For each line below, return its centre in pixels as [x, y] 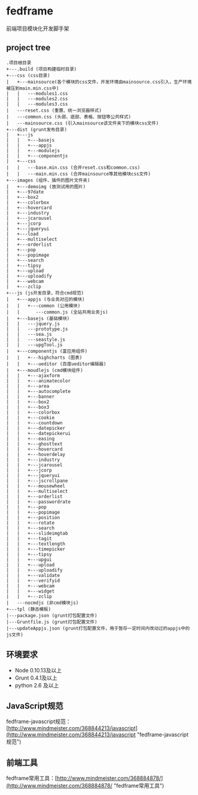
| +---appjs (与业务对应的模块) [45, 299]
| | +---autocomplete [38, 391]
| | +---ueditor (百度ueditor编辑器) [56, 364]
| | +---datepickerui [38, 433]
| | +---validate [33, 575]
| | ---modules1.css [37, 93]
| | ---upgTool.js [34, 345]
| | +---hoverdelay [36, 454]
